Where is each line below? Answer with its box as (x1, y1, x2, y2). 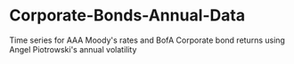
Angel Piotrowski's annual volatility (9, 44, 137, 54)
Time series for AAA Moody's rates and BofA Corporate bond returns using (9, 35, 285, 45)
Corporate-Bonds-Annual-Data (9, 5, 246, 26)
